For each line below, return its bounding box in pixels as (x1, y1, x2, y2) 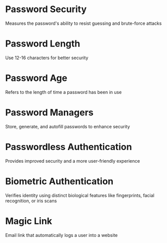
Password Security (5, 4, 87, 15)
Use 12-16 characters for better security (5, 55, 89, 61)
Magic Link (5, 215, 52, 227)
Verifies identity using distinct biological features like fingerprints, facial (5, 192, 154, 198)
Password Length (5, 38, 80, 50)
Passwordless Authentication (5, 141, 133, 153)
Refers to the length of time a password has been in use (5, 89, 122, 95)
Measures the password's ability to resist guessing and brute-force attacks (5, 20, 162, 26)
